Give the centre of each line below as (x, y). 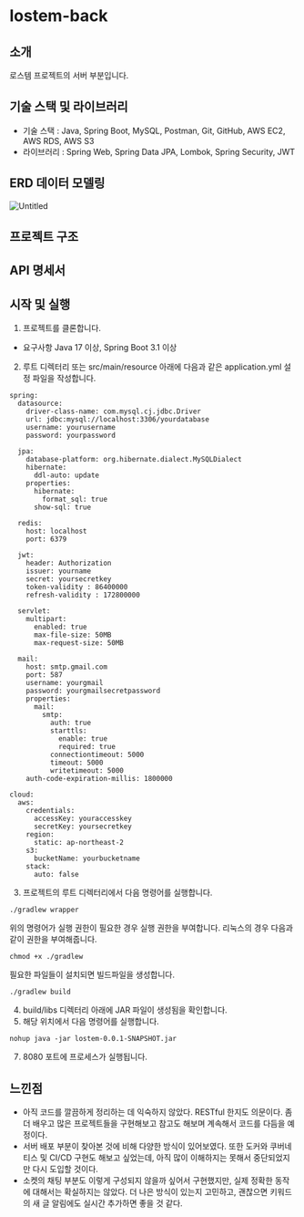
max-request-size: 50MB (79, 643)
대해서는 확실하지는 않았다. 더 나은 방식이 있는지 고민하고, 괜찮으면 (150, 1192)
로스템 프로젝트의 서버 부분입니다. (69, 75)
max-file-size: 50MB (72, 635)
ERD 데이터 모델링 (57, 183)
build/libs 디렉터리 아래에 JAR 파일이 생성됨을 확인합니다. (125, 1010)
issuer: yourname (59, 571)
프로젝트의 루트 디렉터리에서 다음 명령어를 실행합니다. (117, 893)
